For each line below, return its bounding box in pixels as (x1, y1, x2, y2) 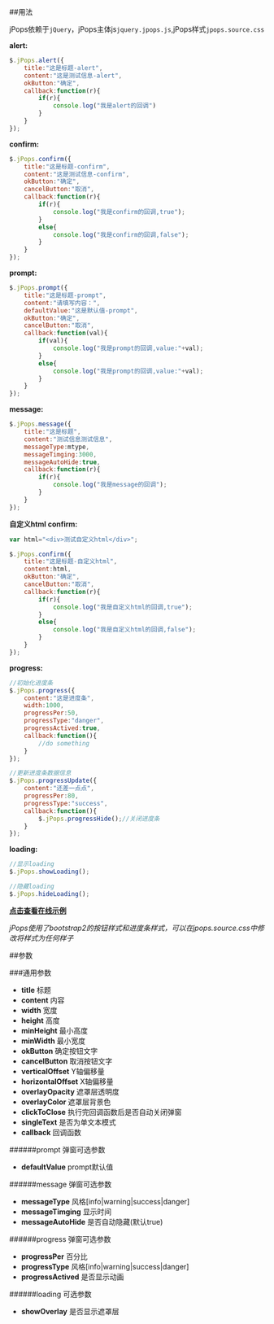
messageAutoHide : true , (24, 458, 101, 466)
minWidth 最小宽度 (20, 1036, 86, 1046)
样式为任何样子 (23, 933, 74, 942)
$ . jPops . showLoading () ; (9, 867, 90, 876)
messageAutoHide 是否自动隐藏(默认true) (20, 1217, 163, 1226)
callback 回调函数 (20, 1127, 82, 1137)
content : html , (24, 565, 72, 574)
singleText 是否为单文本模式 (20, 1117, 116, 1127)
